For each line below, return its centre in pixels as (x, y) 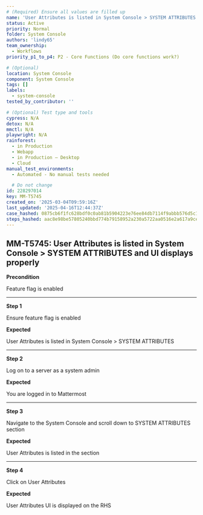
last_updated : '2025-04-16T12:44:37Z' (55, 208)
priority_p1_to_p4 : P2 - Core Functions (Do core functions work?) (93, 57)
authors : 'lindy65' (31, 40)
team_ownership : (27, 46)
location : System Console (39, 73)
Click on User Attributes (36, 482)
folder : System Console (36, 34)
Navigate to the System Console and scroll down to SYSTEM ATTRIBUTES (98, 423)
